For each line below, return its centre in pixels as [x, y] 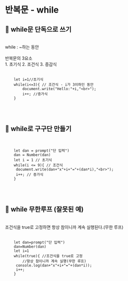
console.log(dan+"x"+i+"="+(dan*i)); [54, 265]
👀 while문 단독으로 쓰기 [38, 29]
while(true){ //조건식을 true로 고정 [48, 256]
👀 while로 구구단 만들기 [38, 129]
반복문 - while [32, 10]
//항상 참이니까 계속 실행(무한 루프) [54, 261]
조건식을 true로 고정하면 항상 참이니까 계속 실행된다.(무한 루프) [64, 227]
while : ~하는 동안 [22, 47]
